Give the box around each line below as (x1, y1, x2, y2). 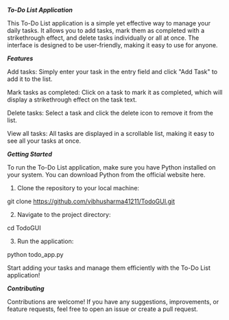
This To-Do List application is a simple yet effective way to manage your (7, 19, 211, 27)
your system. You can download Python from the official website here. (7, 171, 206, 179)
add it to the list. (7, 75, 53, 83)
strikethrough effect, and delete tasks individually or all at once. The (7, 34, 200, 42)
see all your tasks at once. (7, 137, 81, 145)
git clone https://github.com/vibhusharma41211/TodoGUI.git (7, 197, 176, 205)
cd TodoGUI (7, 224, 41, 232)
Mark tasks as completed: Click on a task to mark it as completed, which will (7, 89, 223, 96)
